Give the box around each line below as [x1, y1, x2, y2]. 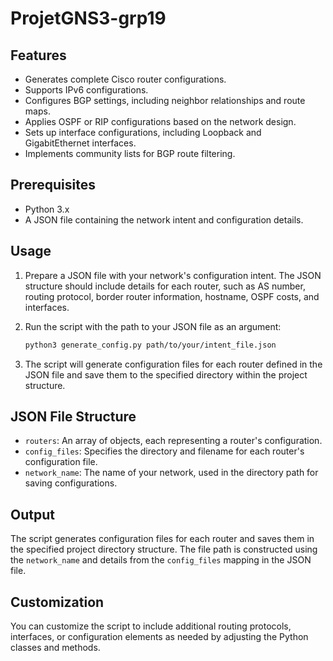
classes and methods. [10, 641, 101, 653]
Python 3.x [24, 203, 70, 215]
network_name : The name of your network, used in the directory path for [24, 467, 319, 479]
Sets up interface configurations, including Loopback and [24, 127, 262, 138]
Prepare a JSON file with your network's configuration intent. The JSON [24, 269, 322, 281]
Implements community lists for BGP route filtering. [24, 148, 236, 159]
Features [10, 47, 67, 64]
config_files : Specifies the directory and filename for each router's [24, 445, 305, 457]
